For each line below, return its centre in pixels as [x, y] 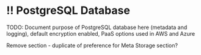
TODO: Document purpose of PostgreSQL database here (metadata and [97, 27]
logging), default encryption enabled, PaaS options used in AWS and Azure [101, 33]
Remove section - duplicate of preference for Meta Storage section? [92, 45]
